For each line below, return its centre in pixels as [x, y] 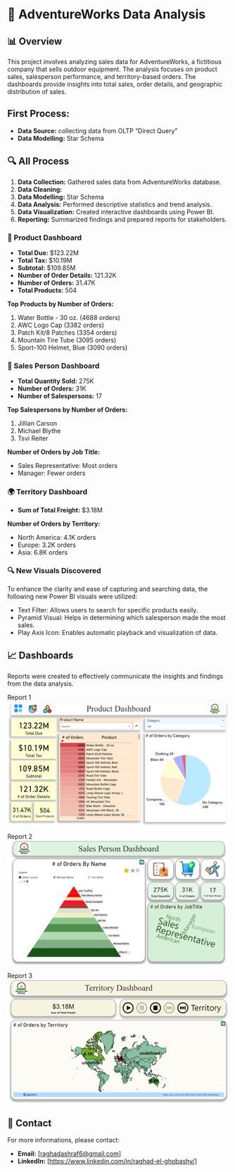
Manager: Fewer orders [51, 473]
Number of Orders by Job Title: [54, 452]
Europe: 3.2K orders [46, 545]
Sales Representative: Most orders [68, 466]
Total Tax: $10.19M [45, 260]
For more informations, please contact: [63, 1140]
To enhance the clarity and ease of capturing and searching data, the [108, 588]
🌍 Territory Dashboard [47, 492]
